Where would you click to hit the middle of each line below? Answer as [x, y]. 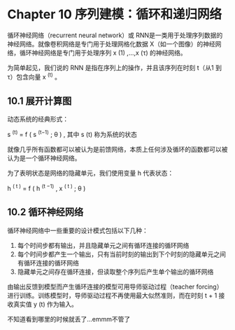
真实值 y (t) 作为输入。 [45, 304]
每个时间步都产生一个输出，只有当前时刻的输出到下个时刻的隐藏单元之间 [121, 254]
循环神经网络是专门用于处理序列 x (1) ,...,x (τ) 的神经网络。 [103, 53]
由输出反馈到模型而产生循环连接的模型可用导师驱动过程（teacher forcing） [115, 286]
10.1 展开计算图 [40, 101]
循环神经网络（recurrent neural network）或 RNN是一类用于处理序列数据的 [115, 35]
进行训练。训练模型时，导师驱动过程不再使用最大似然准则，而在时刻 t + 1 [112, 295]
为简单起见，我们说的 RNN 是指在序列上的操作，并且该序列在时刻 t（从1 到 [115, 67]
